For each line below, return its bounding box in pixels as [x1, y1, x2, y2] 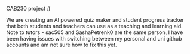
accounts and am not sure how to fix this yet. [6, 41, 117, 48]
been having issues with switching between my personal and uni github [6, 35, 182, 42]
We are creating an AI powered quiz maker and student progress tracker [6, 16, 184, 23]
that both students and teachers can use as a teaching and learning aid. [6, 23, 183, 29]
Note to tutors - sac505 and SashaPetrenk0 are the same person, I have [6, 29, 183, 36]
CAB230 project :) [6, 5, 51, 12]
